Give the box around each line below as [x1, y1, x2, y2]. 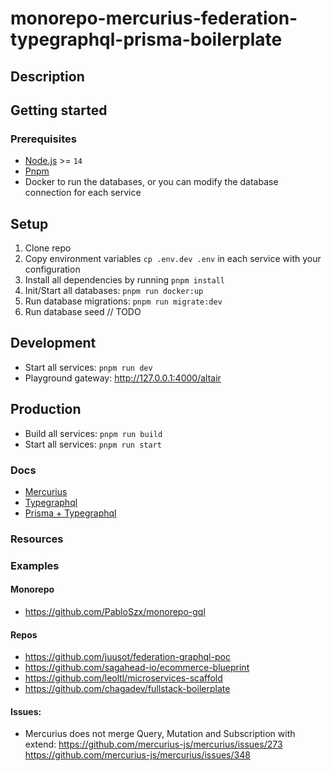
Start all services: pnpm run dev [24, 361, 153, 373]
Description [10, 68, 85, 85]
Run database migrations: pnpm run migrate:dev [24, 295, 223, 307]
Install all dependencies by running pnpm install [24, 274, 225, 286]
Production [10, 401, 82, 418]
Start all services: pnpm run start [24, 438, 162, 450]
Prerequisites [10, 132, 77, 146]
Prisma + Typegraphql [24, 507, 117, 519]
